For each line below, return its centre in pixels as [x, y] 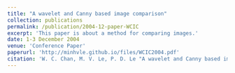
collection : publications [45, 20]
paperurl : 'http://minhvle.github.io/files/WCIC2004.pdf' [93, 53]
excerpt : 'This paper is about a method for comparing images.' [103, 33]
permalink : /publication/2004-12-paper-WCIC [73, 26]
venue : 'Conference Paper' [47, 46]
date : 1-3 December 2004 [43, 40]
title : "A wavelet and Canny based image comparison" [87, 14]
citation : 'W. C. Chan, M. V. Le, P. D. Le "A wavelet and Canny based [114, 59]
